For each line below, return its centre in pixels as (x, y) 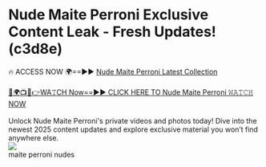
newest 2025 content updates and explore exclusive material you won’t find (133, 129)
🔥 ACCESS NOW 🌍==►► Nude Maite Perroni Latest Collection (113, 71)
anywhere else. (33, 137)
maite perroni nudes (41, 154)
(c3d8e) (35, 49)
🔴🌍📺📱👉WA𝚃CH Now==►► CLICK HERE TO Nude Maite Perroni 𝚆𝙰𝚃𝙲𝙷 (131, 92)
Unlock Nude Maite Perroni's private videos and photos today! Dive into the (133, 120)
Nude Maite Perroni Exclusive (109, 15)
